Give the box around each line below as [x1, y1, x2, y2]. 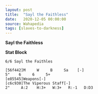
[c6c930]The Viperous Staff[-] [5, 81, 71, 86]
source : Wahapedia [5, 21, 44, 26]
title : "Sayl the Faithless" [5, 12, 69, 17]
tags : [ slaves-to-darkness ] [5, 26, 64, 31]
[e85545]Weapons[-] [5, 76, 46, 81]
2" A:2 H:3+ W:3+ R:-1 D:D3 [5, 85, 93, 90]
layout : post [5, 7, 33, 12]
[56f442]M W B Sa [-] [5, 68, 84, 73]
